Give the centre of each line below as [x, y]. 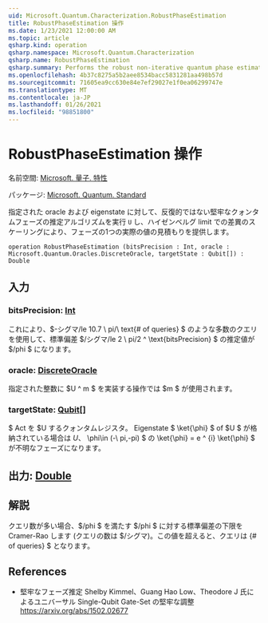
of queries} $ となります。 [51, 546]
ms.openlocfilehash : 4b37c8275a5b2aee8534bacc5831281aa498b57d [116, 75]
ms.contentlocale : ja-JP [49, 97]
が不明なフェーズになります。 [57, 448]
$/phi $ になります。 [42, 349]
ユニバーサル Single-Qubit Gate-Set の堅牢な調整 [114, 602]
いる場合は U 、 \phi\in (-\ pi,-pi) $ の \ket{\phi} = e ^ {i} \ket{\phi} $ [145, 438]
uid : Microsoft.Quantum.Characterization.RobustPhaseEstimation [117, 16]
